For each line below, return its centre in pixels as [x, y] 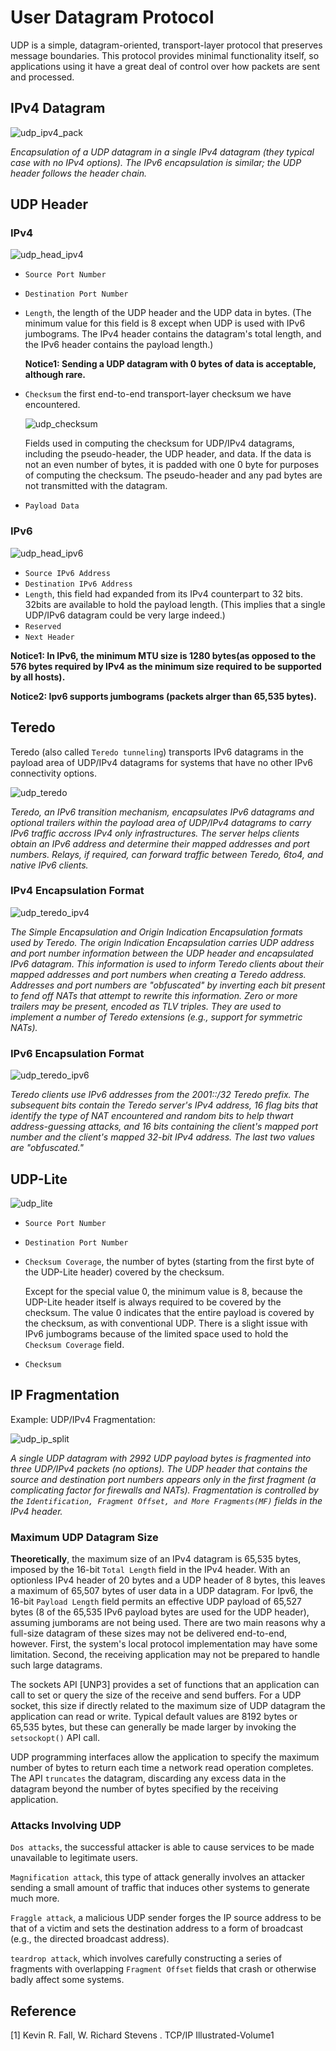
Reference [43, 2011]
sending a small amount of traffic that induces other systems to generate [160, 1888]
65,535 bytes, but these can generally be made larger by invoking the [153, 1727]
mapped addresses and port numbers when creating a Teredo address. [158, 974]
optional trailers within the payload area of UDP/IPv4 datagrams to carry [161, 822]
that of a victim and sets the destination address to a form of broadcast [157, 1928]
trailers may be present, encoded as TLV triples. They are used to [146, 1006]
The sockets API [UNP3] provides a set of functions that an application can [165, 1685]
